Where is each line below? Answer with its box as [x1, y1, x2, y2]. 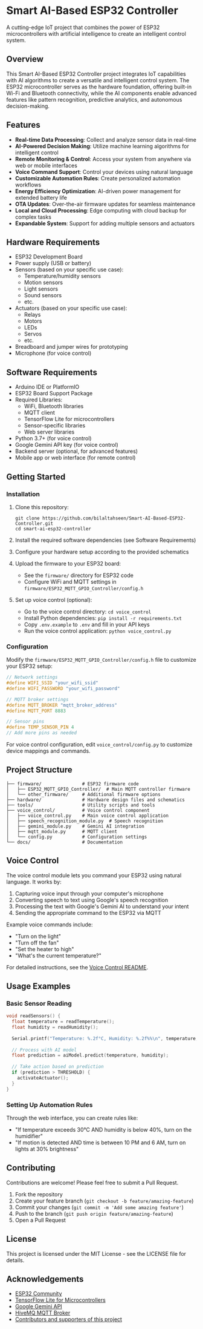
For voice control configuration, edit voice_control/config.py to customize [6, 741, 193, 748]
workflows [14, 181, 42, 188]
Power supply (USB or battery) [14, 260, 92, 267]
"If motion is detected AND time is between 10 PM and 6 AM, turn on [14, 1139, 186, 1146]
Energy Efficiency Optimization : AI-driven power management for [14, 187, 181, 194]
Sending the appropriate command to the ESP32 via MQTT [14, 909, 161, 916]
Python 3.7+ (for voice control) [14, 435, 92, 442]
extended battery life [14, 194, 68, 201]
